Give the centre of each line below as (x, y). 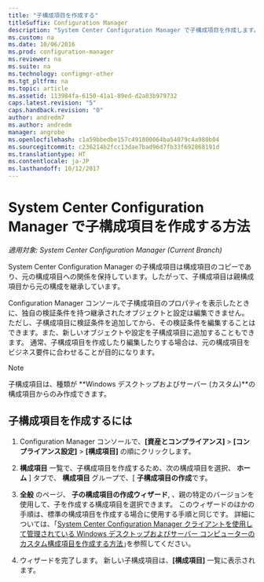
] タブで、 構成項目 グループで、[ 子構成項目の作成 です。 (120, 478)
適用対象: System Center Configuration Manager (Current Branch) (115, 250)
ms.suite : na (29, 67)
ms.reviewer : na (35, 60)
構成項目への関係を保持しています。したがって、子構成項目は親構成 (145, 276)
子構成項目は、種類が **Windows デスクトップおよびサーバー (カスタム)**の (132, 384)
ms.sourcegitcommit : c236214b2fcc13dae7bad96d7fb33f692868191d (114, 147)
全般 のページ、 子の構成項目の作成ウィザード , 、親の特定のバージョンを (137, 494)
